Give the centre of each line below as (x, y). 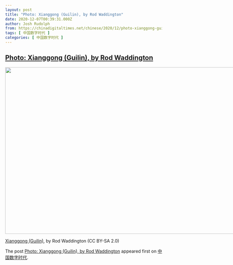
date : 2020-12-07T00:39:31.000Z (39, 19)
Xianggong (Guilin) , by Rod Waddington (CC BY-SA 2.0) (62, 241)
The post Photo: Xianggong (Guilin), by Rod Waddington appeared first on (81, 251)
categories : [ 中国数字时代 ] (34, 38)
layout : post (19, 10)
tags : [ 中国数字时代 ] (27, 33)
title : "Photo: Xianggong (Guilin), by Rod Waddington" (64, 14)
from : (11, 28)
